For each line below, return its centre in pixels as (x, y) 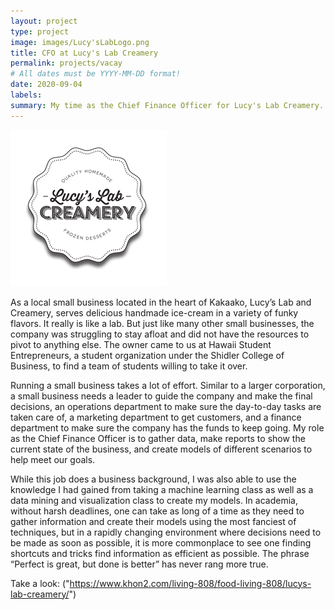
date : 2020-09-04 (46, 85)
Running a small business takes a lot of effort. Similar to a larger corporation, (168, 385)
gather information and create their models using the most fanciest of (153, 521)
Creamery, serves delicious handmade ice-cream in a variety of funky (154, 312)
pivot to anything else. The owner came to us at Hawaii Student (141, 344)
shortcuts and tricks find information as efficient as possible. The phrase (160, 553)
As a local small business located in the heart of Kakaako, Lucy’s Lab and (161, 302)
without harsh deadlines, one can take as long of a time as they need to (157, 511)
